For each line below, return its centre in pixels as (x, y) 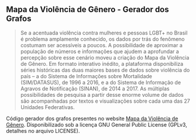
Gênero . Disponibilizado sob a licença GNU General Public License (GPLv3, (97, 124)
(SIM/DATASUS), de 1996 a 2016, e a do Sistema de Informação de (101, 82)
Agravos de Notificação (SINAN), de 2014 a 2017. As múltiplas (95, 88)
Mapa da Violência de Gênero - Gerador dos (88, 10)
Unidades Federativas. (47, 107)
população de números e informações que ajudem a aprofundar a (100, 51)
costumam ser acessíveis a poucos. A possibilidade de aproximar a (102, 45)
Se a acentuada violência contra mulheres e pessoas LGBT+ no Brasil (104, 33)
